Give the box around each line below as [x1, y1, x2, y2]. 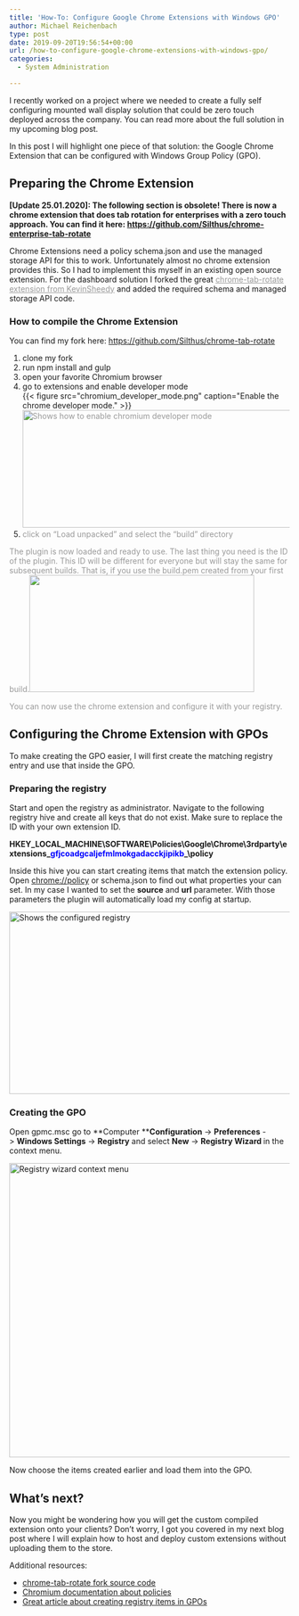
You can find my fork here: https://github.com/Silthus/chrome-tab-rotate [9, 335, 276, 346]
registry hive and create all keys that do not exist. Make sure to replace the [9, 812, 283, 823]
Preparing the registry [9, 782, 107, 795]
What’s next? [9, 1490, 85, 1505]
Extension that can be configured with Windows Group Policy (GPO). [9, 150, 261, 161]
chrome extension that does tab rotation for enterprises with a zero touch [9, 209, 287, 219]
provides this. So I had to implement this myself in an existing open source [9, 264, 282, 275]
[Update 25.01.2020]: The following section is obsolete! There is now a [9, 200, 278, 210]
